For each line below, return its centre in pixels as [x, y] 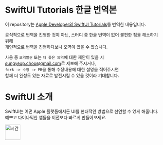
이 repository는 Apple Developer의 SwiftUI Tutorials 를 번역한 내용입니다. [76, 24]
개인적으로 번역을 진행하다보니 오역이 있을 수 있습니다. [56, 47]
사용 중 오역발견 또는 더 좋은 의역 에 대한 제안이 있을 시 [54, 57]
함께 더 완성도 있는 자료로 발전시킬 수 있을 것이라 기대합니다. [62, 75]
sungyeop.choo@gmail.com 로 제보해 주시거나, [51, 63]
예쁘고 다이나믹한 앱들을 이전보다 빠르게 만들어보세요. [56, 117]
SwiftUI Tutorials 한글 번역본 [61, 10]
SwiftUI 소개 [29, 97]
